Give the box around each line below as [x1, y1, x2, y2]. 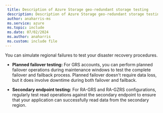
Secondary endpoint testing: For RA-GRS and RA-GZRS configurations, [12, 86, 157, 93]
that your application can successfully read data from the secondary [12, 97, 149, 103]
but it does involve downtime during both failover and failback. [12, 77, 137, 83]
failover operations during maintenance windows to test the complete [12, 67, 151, 73]
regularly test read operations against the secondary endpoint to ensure [12, 92, 156, 97]
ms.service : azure [7, 20, 45, 26]
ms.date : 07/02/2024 [7, 30, 49, 35]
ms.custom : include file [7, 39, 57, 44]
